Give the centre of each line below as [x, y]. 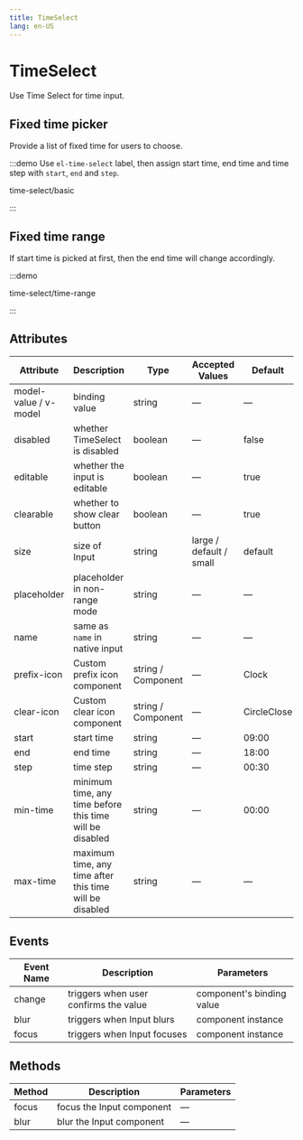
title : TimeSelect [44, 18]
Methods [35, 1066]
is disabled [96, 451]
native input [98, 649]
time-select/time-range [53, 294]
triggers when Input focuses [127, 1033]
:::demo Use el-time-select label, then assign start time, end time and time [149, 164]
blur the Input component [111, 1121]
